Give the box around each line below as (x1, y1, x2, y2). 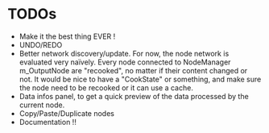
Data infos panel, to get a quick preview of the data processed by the (19, 91, 249, 101)
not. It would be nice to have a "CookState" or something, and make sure (19, 74, 262, 84)
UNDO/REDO (19, 39, 63, 49)
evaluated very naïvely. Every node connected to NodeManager (19, 57, 231, 67)
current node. (19, 100, 65, 110)
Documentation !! (19, 117, 77, 127)
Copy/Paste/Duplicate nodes (19, 108, 114, 118)
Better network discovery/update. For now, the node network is (19, 48, 230, 58)
